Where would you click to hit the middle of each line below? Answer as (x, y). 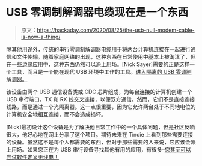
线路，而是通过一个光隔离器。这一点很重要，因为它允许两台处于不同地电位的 (101, 107)
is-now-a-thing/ (41, 37)
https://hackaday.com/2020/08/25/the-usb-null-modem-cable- (116, 30)
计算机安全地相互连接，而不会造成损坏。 (56, 114)
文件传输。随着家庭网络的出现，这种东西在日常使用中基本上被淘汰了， (103, 56)
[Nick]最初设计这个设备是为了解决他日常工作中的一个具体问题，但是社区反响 (101, 127)
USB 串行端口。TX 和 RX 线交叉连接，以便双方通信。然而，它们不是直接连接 (101, 99)
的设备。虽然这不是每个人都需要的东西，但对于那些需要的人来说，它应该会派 (101, 142)
